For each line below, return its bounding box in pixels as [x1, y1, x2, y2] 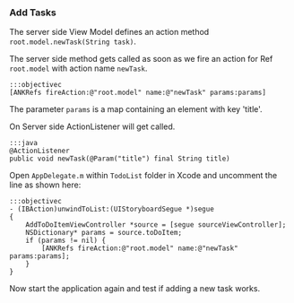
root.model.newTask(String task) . [9, 36, 136, 47]
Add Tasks [9, 6, 56, 19]
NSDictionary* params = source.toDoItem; [25, 229, 182, 238]
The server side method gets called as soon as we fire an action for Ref [9, 54, 273, 65]
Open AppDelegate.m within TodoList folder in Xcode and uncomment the [9, 170, 278, 181]
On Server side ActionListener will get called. [9, 121, 176, 132]
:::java [9, 139, 39, 148]
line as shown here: [9, 179, 82, 190]
